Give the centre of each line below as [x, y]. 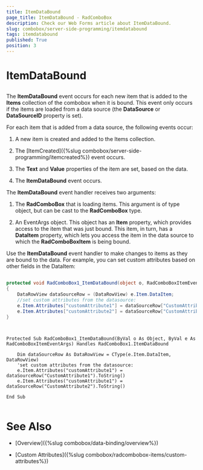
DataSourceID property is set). [45, 116]
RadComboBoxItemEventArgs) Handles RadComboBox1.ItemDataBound [88, 344]
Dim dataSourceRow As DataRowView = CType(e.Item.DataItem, [94, 355]
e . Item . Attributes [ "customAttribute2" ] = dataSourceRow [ [90, 311]
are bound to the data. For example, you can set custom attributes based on [101, 260]
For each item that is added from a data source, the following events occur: [100, 127]
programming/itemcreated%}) [52, 157]
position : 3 [21, 46]
